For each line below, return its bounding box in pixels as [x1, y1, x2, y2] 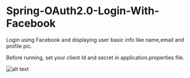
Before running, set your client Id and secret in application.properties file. [6, 54, 185, 61]
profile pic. [6, 43, 33, 50]
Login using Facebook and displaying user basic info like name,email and [6, 36, 185, 43]
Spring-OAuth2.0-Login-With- [6, 4, 160, 18]
